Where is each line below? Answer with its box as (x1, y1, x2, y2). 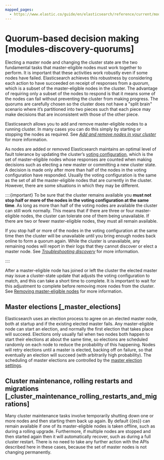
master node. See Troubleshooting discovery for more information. (5, 249, 139, 255)
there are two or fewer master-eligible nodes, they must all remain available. (5, 218, 158, 224)
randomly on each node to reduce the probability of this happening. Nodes (5, 342, 156, 348)
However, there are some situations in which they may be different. (5, 182, 140, 189)
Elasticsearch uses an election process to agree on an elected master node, (5, 316, 158, 322)
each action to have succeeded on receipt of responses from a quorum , (5, 80, 150, 86)
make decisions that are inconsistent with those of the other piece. (5, 111, 139, 118)
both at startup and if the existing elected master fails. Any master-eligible (5, 321, 154, 327)
